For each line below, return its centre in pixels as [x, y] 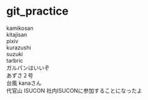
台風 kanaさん [24, 83]
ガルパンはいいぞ [28, 68]
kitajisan [17, 34]
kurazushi [19, 48]
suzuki [15, 54]
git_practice [38, 11]
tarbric [15, 60]
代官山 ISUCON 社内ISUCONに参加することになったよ [74, 90]
